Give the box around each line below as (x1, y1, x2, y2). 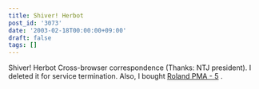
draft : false (8, 33, 52, 42)
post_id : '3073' (8, 19, 62, 27)
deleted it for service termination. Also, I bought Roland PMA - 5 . (8, 72, 223, 81)
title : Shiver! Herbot (8, 11, 84, 20)
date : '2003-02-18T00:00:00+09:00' (8, 26, 127, 34)
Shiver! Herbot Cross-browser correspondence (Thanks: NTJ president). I (8, 63, 252, 72)
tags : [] (8, 41, 38, 49)
